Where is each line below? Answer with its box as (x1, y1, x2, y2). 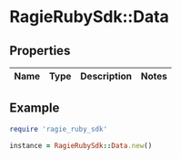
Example (9, 101, 60, 116)
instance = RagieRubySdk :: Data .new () (9, 141, 153, 150)
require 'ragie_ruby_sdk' (9, 124, 107, 133)
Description (80, 70, 132, 82)
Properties (9, 43, 71, 58)
